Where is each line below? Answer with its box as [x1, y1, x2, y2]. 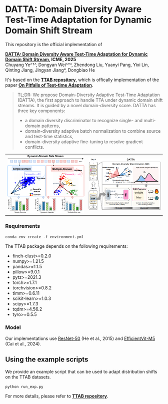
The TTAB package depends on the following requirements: [5, 243, 128, 249]
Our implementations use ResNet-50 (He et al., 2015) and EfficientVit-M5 [5, 335, 155, 341]
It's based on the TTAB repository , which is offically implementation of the [5, 77, 159, 83]
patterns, [41, 123, 60, 129]
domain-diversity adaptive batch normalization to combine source [24, 128, 161, 134]
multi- [143, 117, 156, 123]
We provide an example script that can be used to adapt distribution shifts [5, 368, 157, 374]
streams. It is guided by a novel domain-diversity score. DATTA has [17, 102, 156, 108]
